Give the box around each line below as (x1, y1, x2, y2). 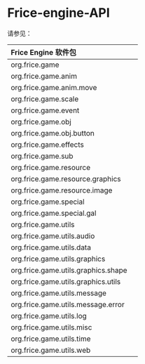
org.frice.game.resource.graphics (11, 174, 121, 183)
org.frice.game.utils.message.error (11, 299, 125, 309)
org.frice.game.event (11, 105, 80, 115)
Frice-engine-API (7, 5, 110, 21)
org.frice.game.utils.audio (11, 230, 95, 240)
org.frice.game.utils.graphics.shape (11, 265, 127, 275)
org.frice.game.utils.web (11, 345, 91, 355)
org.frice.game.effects (11, 139, 84, 149)
